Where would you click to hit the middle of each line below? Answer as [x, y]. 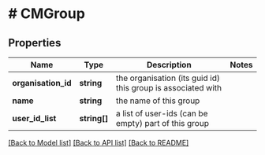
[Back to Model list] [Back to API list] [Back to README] [99, 143]
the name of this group [158, 101]
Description [169, 65]
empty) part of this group [162, 123]
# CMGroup [47, 14]
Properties [35, 43]
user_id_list [34, 118]
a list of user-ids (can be [162, 113]
